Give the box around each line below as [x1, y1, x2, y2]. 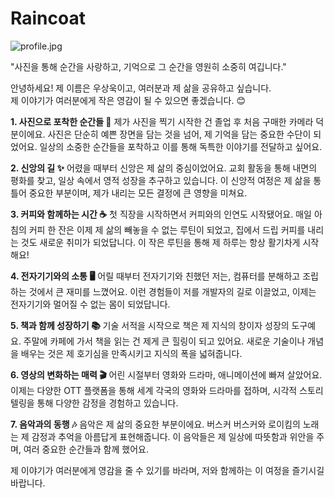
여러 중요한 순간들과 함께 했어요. [23, 443, 149, 455]
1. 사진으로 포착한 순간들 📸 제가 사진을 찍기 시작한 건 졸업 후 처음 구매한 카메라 [10, 115, 314, 127]
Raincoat [10, 7, 86, 30]
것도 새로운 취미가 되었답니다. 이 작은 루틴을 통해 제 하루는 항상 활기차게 [20, 236, 301, 248]
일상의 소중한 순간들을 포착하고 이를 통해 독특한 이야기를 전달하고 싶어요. [39, 140, 323, 152]
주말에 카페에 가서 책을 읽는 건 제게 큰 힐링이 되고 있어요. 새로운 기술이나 [23, 335, 306, 347]
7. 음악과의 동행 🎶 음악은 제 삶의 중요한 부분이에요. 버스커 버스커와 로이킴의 [10, 418, 301, 430]
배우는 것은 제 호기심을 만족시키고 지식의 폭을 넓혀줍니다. [20, 347, 243, 359]
